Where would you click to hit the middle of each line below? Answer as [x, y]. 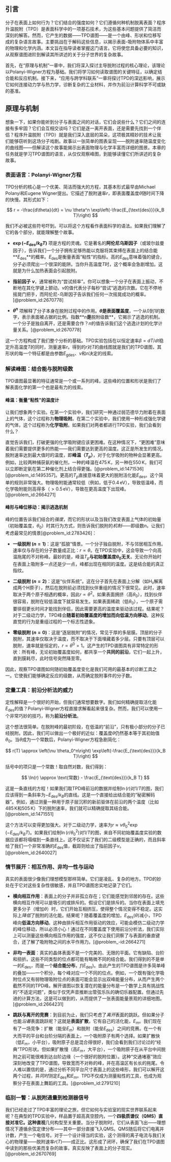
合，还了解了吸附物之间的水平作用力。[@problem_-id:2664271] [79, 942]
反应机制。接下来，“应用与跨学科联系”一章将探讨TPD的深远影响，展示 [92, 78]
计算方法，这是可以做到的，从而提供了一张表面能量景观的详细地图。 [93, 998]
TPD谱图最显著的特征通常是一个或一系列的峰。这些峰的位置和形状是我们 [81, 381]
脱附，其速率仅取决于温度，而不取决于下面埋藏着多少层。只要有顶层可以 [88, 639]
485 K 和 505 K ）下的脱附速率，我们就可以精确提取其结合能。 [68, 808]
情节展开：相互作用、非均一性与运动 [50, 867]
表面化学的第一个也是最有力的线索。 [47, 387]
